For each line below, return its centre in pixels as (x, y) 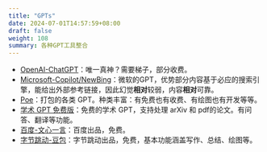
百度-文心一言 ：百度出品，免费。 (75, 130)
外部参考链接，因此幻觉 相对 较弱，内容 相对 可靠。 (137, 90)
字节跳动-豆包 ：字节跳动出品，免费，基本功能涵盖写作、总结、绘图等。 (138, 140)
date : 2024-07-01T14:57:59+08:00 (65, 23)
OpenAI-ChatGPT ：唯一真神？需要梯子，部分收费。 (106, 70)
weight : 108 (28, 38)
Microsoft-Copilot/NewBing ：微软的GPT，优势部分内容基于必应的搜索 (136, 80)
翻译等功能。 (56, 120)
